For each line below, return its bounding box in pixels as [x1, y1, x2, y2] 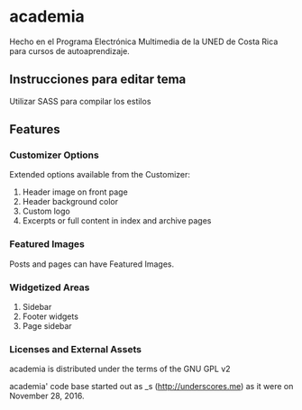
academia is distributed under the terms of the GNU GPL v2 [9, 363, 232, 375]
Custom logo [22, 205, 70, 217]
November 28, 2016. [9, 390, 85, 402]
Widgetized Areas [9, 281, 90, 294]
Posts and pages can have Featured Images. [9, 259, 175, 269]
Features [9, 122, 60, 137]
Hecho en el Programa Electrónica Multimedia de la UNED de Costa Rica [9, 36, 279, 47]
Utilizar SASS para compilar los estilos [9, 96, 151, 106]
